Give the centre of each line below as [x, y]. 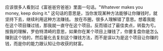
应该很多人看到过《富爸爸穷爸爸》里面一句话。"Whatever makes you [74, 7]
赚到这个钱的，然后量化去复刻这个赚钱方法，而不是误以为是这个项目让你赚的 [82, 37]
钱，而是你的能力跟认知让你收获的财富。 [45, 43]
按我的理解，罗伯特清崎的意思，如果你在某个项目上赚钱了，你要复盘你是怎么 [82, 31]
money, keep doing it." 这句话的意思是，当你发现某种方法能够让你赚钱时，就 [81, 13]
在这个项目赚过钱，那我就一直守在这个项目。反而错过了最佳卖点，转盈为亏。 [82, 25]
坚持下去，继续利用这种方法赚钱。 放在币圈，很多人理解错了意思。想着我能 [80, 19]
